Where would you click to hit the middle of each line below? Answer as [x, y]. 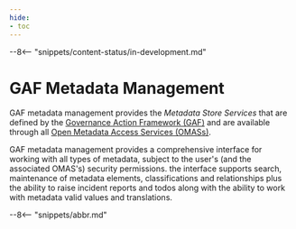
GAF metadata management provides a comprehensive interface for [136, 150]
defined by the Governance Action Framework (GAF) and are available [140, 123]
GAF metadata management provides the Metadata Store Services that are [148, 113]
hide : [19, 18]
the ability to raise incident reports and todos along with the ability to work [148, 188]
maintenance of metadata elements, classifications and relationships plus [146, 179]
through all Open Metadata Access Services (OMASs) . [111, 133]
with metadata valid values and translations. [91, 197]
